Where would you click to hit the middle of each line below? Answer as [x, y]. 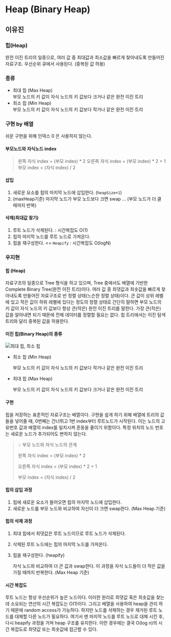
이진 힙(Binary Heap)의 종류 [34, 334]
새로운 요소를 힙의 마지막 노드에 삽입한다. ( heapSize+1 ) [67, 192]
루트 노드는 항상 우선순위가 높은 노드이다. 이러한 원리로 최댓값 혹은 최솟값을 [80, 597]
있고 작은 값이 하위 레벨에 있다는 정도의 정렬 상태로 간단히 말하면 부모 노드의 [86, 302]
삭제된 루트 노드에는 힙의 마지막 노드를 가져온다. [60, 545]
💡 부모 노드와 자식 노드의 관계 [47, 444]
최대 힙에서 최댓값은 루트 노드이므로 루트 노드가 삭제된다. [69, 534]
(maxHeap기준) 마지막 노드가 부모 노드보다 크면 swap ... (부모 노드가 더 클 [87, 199]
